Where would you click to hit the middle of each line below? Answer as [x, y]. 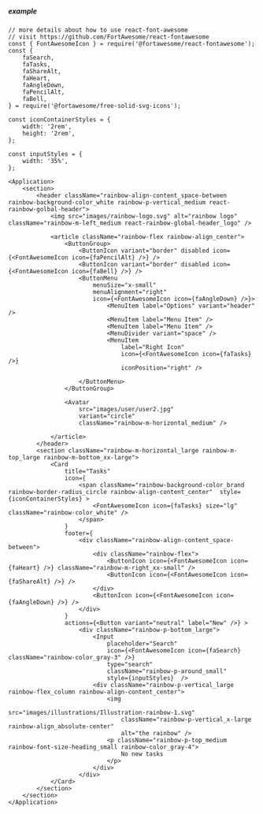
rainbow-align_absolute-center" [61, 726]
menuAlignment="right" [130, 292]
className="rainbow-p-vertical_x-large [186, 719]
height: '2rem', [49, 133]
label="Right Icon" [153, 347]
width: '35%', [45, 161]
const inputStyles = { [45, 154]
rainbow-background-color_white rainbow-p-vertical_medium [107, 202]
